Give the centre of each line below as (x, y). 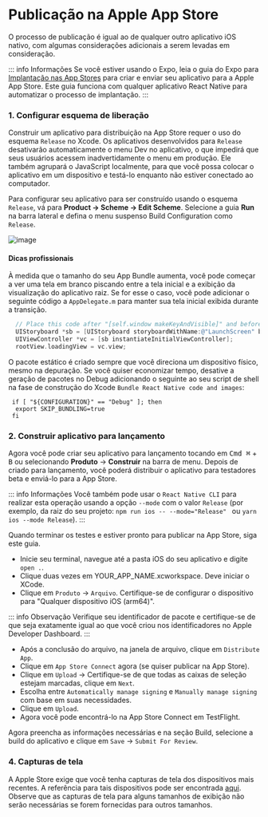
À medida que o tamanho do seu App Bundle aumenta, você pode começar (132, 276)
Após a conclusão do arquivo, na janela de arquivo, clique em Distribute (140, 649)
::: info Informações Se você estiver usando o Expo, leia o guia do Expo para (134, 69)
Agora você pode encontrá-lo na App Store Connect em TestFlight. (130, 717)
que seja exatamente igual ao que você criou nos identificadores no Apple (130, 626)
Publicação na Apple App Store (114, 15)
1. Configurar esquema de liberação (79, 115)
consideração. (32, 53)
